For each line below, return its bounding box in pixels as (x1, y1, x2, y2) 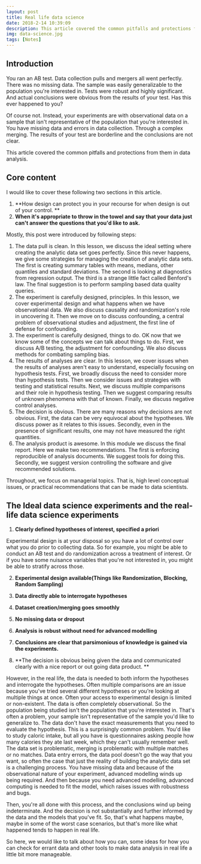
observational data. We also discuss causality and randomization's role (14, 306, 190, 313)
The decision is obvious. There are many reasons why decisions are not (14, 408, 193, 415)
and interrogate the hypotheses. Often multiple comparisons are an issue (6, 681, 187, 688)
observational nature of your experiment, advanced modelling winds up (6, 771, 182, 778)
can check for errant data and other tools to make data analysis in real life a (6, 844, 193, 851)
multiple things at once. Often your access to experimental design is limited (6, 694, 192, 701)
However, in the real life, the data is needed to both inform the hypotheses (6, 675, 189, 682)
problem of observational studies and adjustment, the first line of (14, 319, 175, 326)
